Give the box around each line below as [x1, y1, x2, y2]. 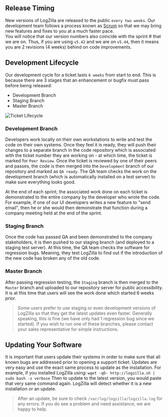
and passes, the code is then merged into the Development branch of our [5, 163, 154, 169]
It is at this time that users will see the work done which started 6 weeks [5, 290, 154, 296]
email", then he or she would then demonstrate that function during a [5, 204, 148, 211]
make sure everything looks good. [5, 179, 76, 185]
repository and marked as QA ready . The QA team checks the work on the [5, 168, 157, 174]
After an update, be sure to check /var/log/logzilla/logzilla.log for [17, 395, 163, 401]
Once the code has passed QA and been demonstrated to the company [5, 234, 152, 240]
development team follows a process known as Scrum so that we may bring [5, 23, 162, 29]
